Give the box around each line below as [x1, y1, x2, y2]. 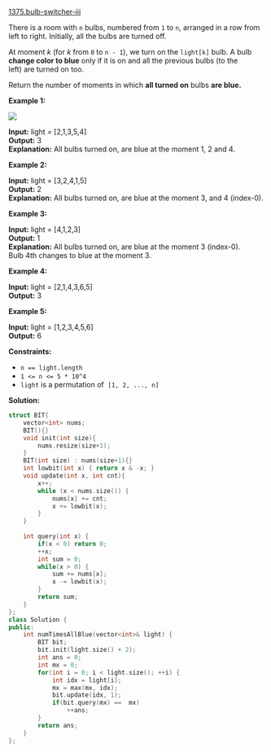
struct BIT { [8, 411, 49, 419]
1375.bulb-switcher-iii [8, 7, 81, 16]
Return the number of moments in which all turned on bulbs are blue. [8, 81, 242, 90]
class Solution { [8, 615, 68, 623]
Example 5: [8, 307, 47, 316]
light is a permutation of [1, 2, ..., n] [20, 380, 160, 389]
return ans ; [37, 721, 79, 729]
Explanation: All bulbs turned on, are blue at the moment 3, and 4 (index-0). [8, 193, 264, 203]
